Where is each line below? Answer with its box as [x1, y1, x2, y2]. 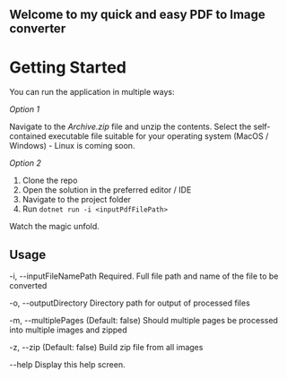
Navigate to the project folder [22, 194, 132, 205]
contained [9, 131, 47, 142]
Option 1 [9, 104, 40, 115]
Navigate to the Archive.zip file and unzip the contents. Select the [9, 121, 252, 133]
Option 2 [9, 158, 42, 168]
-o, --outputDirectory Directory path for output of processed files [9, 297, 251, 308]
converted [9, 280, 48, 291]
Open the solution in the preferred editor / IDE [22, 185, 192, 195]
